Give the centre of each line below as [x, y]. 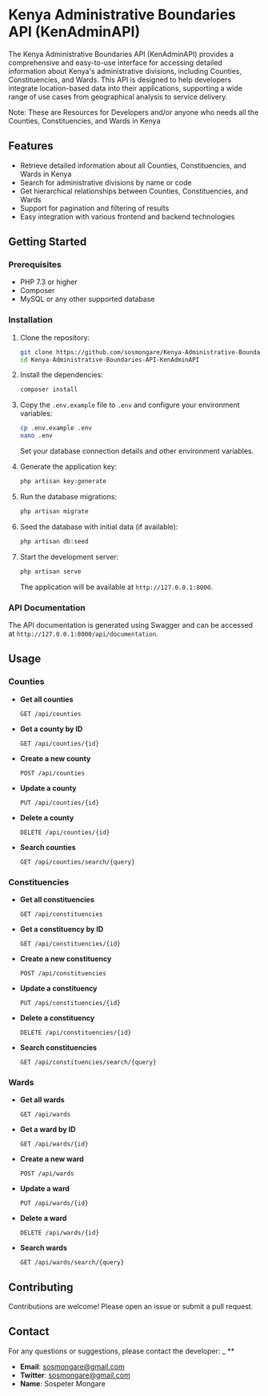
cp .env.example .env [56, 428]
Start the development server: [69, 556]
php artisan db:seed [54, 541]
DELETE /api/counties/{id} [65, 832]
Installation [31, 320]
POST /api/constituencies [63, 973]
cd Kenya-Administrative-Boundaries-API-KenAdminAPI [110, 360]
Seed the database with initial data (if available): [99, 527]
